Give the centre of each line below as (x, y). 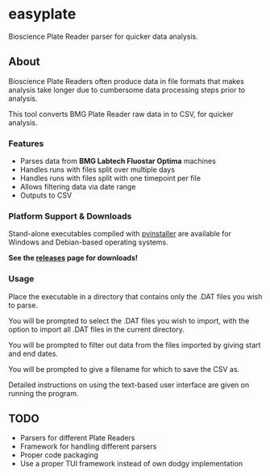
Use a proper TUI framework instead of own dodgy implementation (131, 464)
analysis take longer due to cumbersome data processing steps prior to (127, 90)
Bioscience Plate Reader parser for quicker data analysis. (104, 36)
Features (26, 144)
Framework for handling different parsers (88, 447)
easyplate (42, 14)
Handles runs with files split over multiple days (98, 169)
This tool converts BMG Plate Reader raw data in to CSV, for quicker (121, 114)
